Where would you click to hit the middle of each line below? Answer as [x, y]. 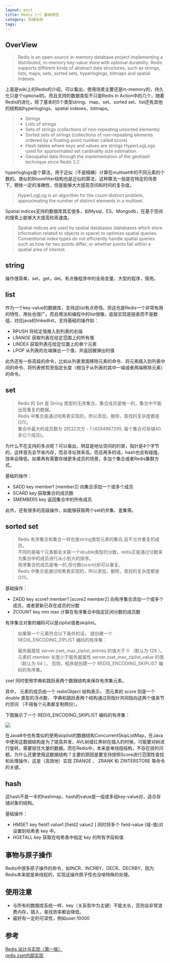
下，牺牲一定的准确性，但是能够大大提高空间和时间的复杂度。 [70, 185]
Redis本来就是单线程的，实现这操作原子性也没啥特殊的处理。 [69, 874]
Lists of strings [41, 124]
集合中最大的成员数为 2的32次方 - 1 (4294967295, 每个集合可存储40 [89, 429]
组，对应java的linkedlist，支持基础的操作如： [52, 320]
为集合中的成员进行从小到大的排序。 [56, 558]
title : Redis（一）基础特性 [32, 15]
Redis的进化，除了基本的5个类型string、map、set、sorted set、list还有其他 [84, 102]
